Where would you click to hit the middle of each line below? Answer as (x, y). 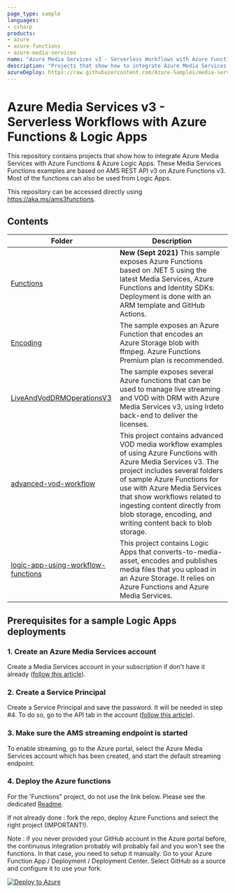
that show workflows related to (171, 497)
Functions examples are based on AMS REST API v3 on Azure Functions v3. (116, 171)
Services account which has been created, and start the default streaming (114, 756)
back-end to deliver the (159, 416)
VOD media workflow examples (171, 444)
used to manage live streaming (170, 389)
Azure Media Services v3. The (169, 462)
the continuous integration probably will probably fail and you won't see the (116, 846)
